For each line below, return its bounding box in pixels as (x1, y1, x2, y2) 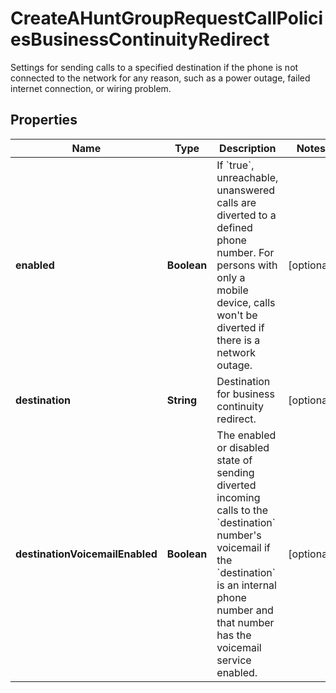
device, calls (216, 295, 276, 309)
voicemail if (216, 540, 271, 554)
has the (216, 628, 252, 642)
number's (216, 528, 262, 542)
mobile (216, 283, 249, 297)
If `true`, (216, 158, 255, 172)
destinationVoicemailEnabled (15, 547, 158, 561)
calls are (216, 195, 257, 209)
